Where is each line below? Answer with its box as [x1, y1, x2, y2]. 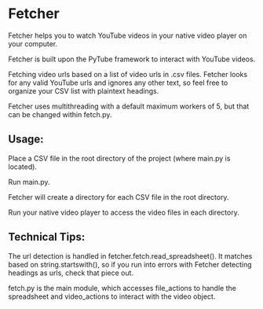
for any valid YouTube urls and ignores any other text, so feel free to [8, 78, 228, 87]
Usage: [8, 133, 45, 146]
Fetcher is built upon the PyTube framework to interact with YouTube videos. [8, 54, 256, 64]
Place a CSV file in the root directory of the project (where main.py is [8, 153, 231, 163]
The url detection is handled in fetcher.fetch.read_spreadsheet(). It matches [8, 251, 253, 260]
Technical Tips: [8, 230, 86, 244]
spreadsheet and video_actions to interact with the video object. [8, 292, 216, 301]
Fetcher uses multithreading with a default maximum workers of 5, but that [8, 101, 250, 111]
